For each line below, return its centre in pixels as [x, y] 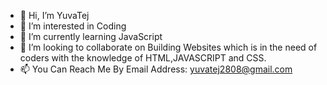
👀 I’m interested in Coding [73, 26]
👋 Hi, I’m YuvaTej [54, 15]
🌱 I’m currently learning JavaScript [91, 36]
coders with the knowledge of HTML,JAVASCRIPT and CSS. [143, 58]
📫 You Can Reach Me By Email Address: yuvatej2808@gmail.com [156, 69]
